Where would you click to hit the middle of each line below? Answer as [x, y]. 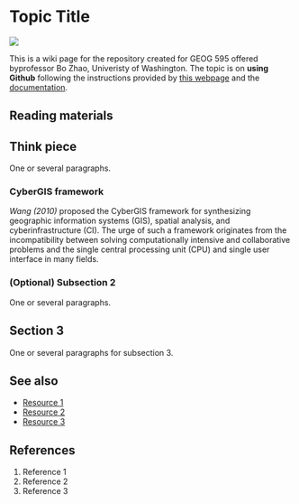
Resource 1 [43, 403]
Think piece [43, 146]
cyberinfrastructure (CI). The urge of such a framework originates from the [148, 230]
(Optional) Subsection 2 [63, 283]
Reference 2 [45, 481]
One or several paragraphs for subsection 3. [91, 352]
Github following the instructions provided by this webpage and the [135, 78]
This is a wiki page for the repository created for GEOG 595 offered [134, 58]
